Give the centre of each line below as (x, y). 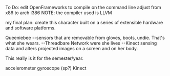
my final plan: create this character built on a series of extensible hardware (84, 23)
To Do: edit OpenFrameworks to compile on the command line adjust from (83, 7)
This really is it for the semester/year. (44, 58)
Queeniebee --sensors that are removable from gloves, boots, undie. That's (85, 38)
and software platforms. (30, 28)
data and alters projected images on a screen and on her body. (72, 48)
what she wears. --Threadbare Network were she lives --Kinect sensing (81, 43)
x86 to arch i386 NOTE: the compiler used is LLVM (59, 13)
